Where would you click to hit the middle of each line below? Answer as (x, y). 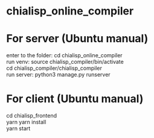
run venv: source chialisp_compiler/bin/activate (65, 62)
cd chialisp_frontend (32, 116)
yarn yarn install (26, 122)
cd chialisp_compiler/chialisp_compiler (54, 68)
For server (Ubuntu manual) (77, 39)
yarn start (18, 128)
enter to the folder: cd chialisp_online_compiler (64, 55)
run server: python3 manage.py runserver (58, 75)
